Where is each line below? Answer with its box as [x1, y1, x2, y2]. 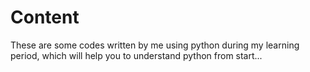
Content [10, 6, 80, 29]
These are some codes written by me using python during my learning [10, 39, 300, 51]
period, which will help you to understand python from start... [10, 49, 263, 61]
